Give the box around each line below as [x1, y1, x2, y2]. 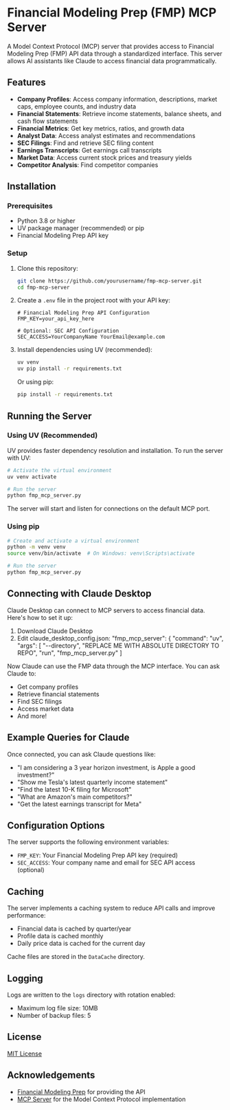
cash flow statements [16, 117, 78, 125]
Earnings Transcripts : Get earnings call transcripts [16, 146, 162, 154]
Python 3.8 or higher [16, 217, 76, 225]
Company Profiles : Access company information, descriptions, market [16, 95, 218, 103]
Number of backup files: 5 [16, 1012, 91, 1020]
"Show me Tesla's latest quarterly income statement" [16, 778, 168, 786]
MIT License [7, 1050, 43, 1058]
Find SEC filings [16, 697, 62, 705]
